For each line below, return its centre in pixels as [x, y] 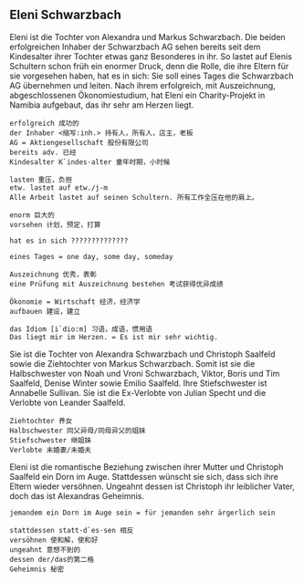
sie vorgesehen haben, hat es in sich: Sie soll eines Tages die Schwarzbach [152, 76]
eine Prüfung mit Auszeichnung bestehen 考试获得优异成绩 [116, 284]
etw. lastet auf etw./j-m [58, 187]
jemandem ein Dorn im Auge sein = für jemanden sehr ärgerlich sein [142, 513]
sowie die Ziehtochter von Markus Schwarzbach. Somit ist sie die [132, 363]
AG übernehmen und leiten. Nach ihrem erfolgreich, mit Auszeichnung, [142, 85]
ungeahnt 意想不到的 [45, 550]
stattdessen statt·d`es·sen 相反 [72, 530]
